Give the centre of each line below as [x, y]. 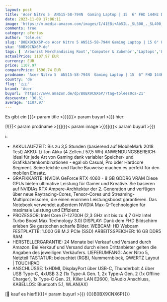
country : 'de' [20, 79]
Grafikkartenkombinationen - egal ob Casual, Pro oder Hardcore [78, 162]
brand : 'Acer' [20, 89]
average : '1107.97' [25, 103]
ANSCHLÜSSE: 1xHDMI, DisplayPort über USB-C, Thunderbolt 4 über [83, 269]
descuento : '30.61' [25, 98]
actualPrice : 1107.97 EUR [32, 56]
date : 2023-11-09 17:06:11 [33, 19]
